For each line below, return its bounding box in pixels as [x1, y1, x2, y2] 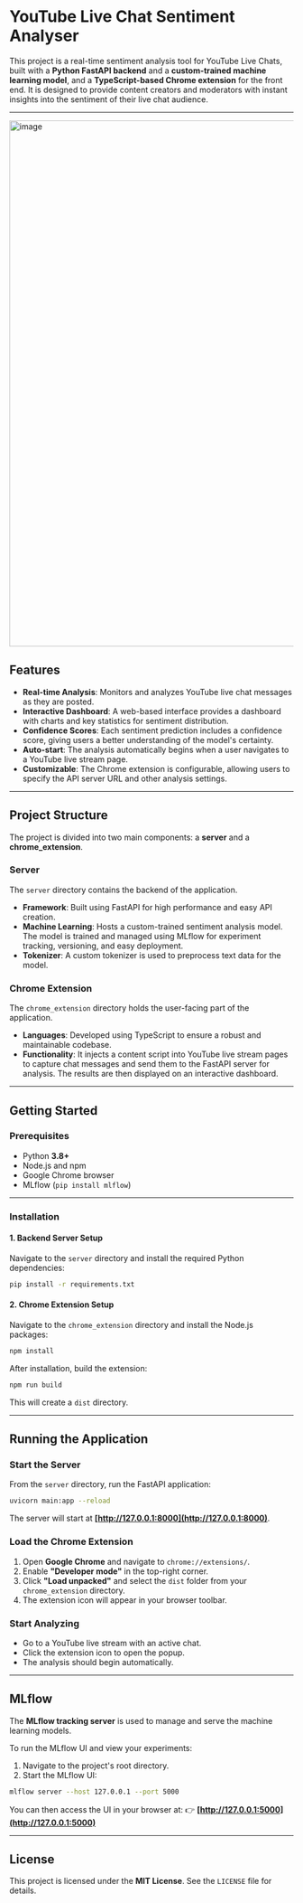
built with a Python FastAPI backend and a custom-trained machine [9, 65, 267, 76]
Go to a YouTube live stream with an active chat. [22, 1637, 202, 1648]
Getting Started [9, 1103, 98, 1118]
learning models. [9, 1725, 72, 1736]
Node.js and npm [22, 1160, 87, 1171]
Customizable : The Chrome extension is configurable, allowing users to [22, 763, 290, 774]
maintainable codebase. [22, 1040, 112, 1050]
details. [9, 1885, 37, 1896]
